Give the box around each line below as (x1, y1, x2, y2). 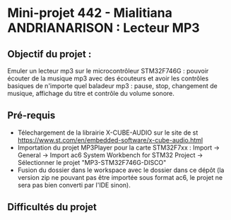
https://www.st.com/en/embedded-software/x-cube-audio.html (17, 135, 203, 144)
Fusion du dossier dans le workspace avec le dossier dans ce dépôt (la (17, 166, 225, 174)
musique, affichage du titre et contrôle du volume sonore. (7, 90, 175, 97)
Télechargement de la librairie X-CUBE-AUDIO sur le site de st (17, 128, 199, 137)
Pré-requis (7, 109, 56, 121)
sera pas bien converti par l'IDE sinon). (17, 181, 131, 189)
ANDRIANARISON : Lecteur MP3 (7, 20, 200, 36)
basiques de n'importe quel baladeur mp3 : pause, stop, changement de (7, 82, 218, 90)
